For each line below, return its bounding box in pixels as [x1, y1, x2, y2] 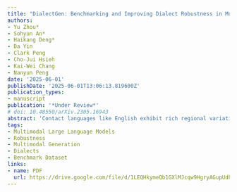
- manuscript [7, 96, 46, 103]
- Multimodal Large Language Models [7, 128, 115, 135]
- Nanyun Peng [7, 69, 49, 76]
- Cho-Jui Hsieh [7, 56, 55, 63]
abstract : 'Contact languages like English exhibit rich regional [7, 115, 207, 122]
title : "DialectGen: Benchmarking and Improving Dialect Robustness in [7, 10, 222, 18]
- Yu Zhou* [7, 23, 39, 30]
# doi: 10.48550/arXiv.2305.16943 [7, 108, 109, 115]
